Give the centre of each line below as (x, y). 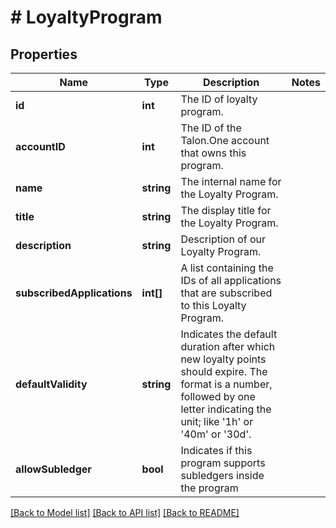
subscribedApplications (74, 293)
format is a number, (226, 384)
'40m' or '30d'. (216, 434)
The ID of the (211, 128)
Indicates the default (229, 334)
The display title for (226, 210)
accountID (40, 146)
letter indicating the (226, 409)
